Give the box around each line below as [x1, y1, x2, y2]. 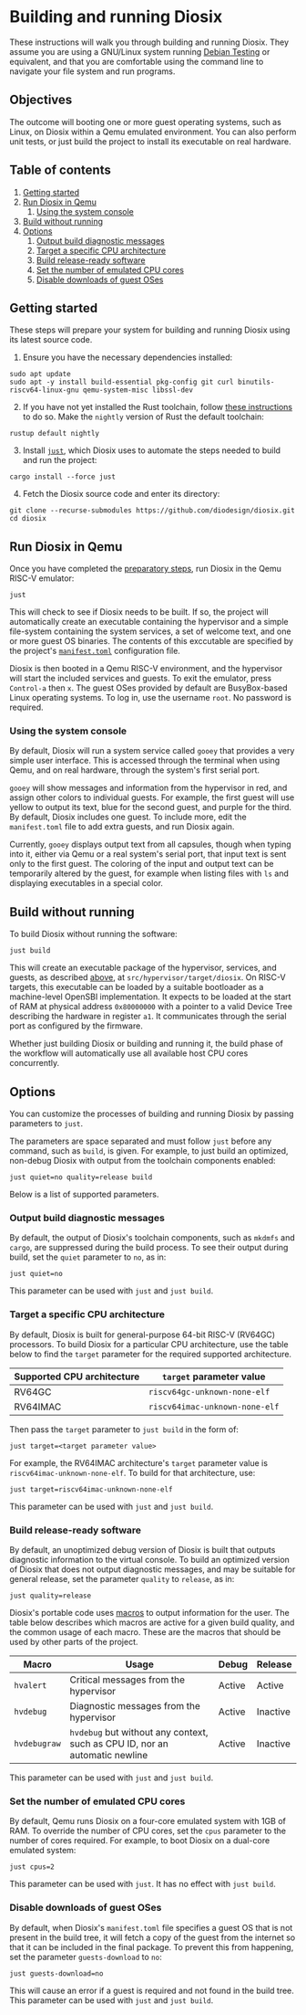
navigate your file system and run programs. [9, 66, 176, 77]
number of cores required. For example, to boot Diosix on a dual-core [9, 1835, 270, 1846]
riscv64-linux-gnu [9, 385, 79, 395]
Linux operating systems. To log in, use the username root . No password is [9, 692, 291, 703]
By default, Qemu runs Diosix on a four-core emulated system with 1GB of [9, 1816, 287, 1827]
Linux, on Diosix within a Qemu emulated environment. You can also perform [9, 126, 297, 137]
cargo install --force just [9, 472, 117, 481]
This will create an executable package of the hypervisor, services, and [9, 962, 277, 974]
